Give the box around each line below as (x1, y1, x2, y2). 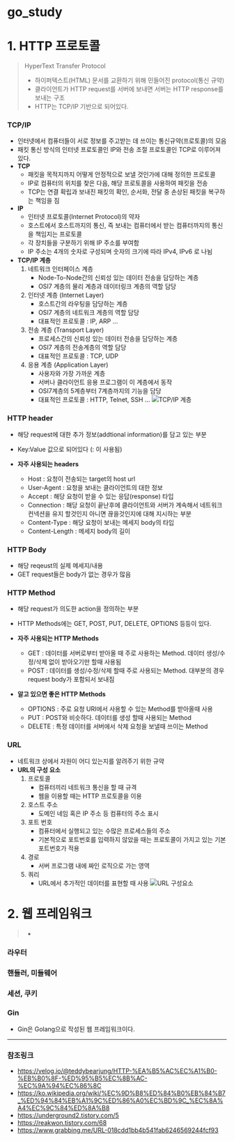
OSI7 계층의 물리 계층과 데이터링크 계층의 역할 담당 (38, 282, 176, 291)
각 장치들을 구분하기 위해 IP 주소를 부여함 (27, 238, 139, 247)
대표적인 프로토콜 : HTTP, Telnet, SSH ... (38, 395, 150, 404)
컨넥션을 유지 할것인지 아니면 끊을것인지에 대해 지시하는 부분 (27, 510, 192, 518)
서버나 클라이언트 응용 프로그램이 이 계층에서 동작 (38, 378, 173, 387)
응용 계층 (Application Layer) (27, 360, 109, 369)
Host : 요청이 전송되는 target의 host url (27, 475, 136, 483)
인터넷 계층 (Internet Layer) (27, 291, 104, 300)
